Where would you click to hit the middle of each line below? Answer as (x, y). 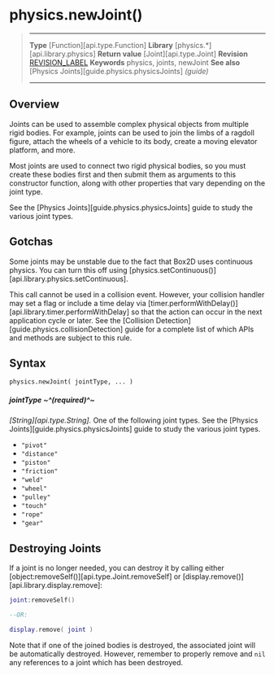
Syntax (28, 363)
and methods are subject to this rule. (71, 337)
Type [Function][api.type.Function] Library (101, 45)
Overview (35, 105)
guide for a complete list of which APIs (189, 329)
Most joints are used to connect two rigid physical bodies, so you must (128, 165)
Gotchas (31, 242)
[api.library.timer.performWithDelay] (69, 312)
